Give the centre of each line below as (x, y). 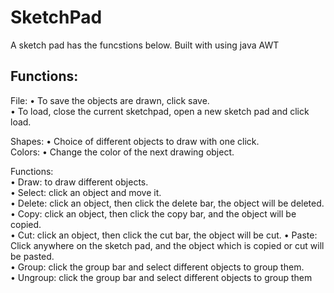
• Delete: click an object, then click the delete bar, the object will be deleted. (167, 203)
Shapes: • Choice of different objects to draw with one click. (135, 141)
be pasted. (32, 256)
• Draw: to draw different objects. (79, 182)
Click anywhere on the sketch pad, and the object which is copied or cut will (167, 245)
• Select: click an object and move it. (86, 192)
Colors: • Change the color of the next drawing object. (122, 152)
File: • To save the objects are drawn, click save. (110, 100)
